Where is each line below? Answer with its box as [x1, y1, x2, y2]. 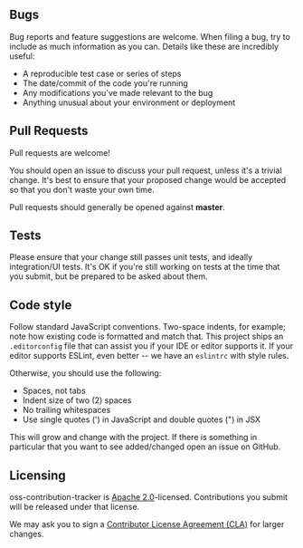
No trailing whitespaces [22, 405, 111, 416]
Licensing [9, 467, 66, 483]
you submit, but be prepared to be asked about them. [9, 271, 208, 282]
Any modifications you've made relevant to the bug [22, 87, 213, 98]
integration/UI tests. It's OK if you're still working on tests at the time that [9, 262, 280, 273]
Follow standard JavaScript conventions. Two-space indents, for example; [9, 322, 287, 332]
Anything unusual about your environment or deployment [22, 97, 236, 108]
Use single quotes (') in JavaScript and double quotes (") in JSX [22, 414, 260, 425]
